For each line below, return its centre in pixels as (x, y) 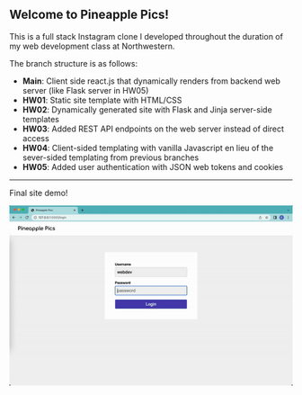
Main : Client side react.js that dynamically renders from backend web (151, 81)
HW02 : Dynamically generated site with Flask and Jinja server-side (147, 109)
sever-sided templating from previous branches (111, 157)
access (36, 138)
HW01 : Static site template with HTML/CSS (102, 100)
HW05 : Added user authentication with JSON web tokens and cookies (153, 166)
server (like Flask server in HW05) (85, 90)
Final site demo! (39, 193)
